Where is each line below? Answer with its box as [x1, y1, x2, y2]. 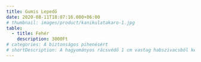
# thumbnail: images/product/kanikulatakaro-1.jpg [6, 19, 135, 25]
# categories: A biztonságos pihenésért [6, 42, 109, 48]
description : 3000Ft [17, 36, 68, 42]
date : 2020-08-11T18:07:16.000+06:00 [6, 14, 100, 20]
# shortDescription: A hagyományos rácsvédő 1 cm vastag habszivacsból [6, 47, 188, 53]
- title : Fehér [11, 31, 50, 37]
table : [6, 25, 23, 31]
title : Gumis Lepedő [6, 8, 58, 15]
